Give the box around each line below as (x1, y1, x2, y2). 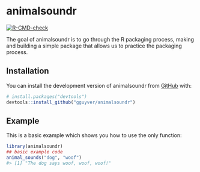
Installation (6, 66, 49, 76)
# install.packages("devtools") (6, 93, 87, 100)
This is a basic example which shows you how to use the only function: (6, 132, 182, 139)
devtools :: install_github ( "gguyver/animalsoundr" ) (6, 99, 136, 105)
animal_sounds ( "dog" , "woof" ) (6, 155, 82, 161)
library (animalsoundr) (6, 143, 63, 150)
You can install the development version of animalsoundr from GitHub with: (6, 82, 192, 89)
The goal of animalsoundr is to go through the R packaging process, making (6, 35, 194, 43)
